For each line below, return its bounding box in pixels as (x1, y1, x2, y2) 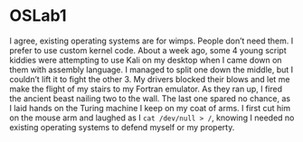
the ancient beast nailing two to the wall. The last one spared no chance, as (9, 92, 291, 104)
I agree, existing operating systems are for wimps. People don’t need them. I (9, 35, 294, 46)
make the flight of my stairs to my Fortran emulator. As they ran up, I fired (9, 83, 283, 94)
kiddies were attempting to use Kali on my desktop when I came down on (9, 54, 282, 65)
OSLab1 (9, 5, 67, 26)
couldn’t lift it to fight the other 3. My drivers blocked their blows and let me (9, 73, 290, 84)
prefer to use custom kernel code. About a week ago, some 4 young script (9, 44, 287, 55)
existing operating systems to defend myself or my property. (9, 121, 235, 132)
